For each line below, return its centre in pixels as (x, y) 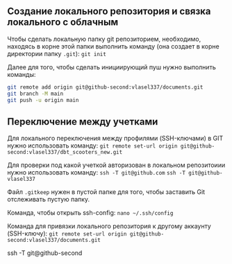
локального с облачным (63, 23)
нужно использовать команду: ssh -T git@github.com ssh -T (97, 173)
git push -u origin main (43, 100)
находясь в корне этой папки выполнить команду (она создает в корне (114, 46)
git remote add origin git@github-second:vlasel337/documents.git (105, 87)
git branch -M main (35, 94)
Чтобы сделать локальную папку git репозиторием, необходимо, (104, 39)
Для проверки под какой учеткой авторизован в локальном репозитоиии (116, 165)
